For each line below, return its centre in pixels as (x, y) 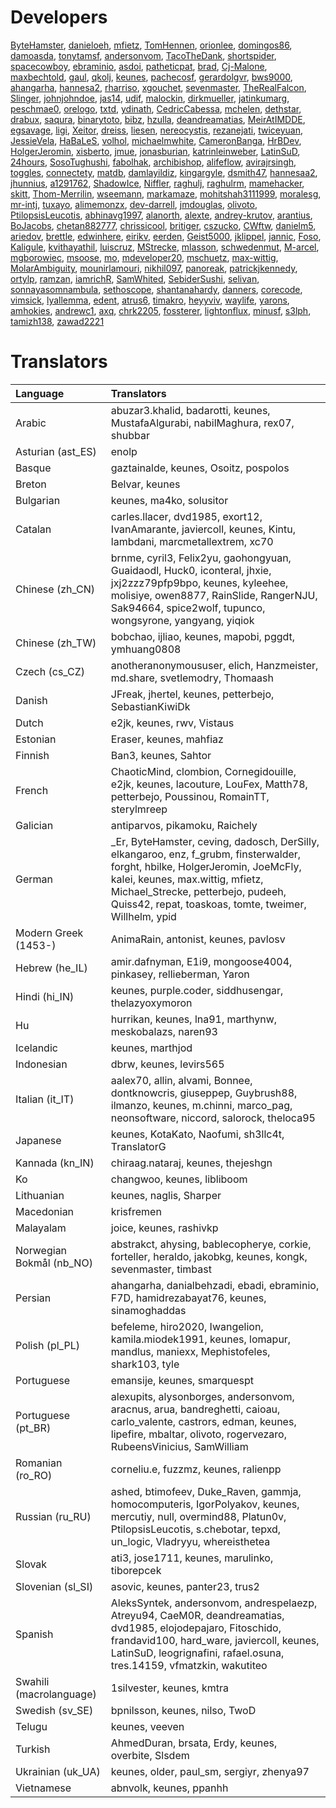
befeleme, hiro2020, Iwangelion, (187, 1326)
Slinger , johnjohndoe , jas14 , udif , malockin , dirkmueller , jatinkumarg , (150, 98)
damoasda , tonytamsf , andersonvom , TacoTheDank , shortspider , (143, 55)
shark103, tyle (145, 1364)
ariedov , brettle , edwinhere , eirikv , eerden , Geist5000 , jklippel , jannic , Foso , (166, 236)
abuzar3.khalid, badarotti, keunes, (190, 410)
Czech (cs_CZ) (50, 671)
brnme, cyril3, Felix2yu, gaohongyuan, (201, 558)
